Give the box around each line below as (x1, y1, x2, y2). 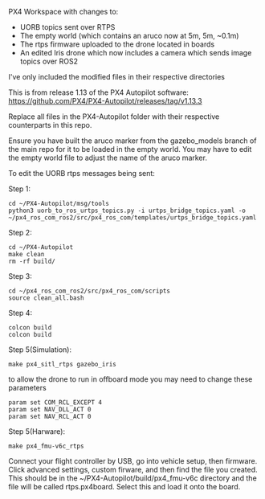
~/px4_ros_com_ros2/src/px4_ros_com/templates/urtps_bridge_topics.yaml (8, 214, 257, 222)
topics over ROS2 (19, 56, 79, 66)
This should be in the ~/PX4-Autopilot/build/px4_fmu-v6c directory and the (8, 473, 257, 483)
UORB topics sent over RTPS (19, 22, 116, 31)
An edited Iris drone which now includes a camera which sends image (19, 48, 252, 57)
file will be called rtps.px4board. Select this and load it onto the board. (8, 482, 241, 491)
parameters (8, 383, 47, 392)
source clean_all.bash (8, 294, 84, 302)
